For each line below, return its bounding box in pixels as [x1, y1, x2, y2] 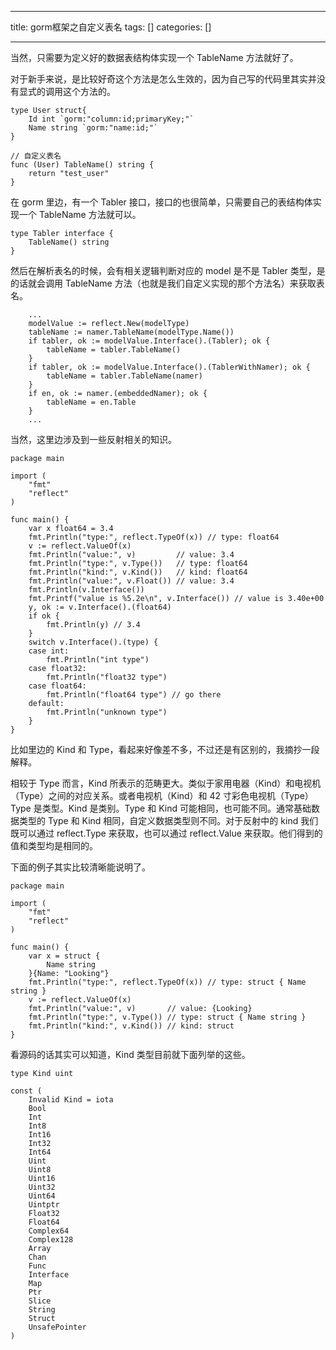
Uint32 [28, 1182, 56, 1192]
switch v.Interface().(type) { [28, 637, 159, 647]
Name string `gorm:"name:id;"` [28, 123, 159, 133]
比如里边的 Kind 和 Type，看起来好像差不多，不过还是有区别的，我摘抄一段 [10, 744, 320, 755]
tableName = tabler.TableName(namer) [46, 371, 203, 381]
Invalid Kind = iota [28, 1095, 114, 1105]
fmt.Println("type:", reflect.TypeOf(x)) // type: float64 [28, 532, 280, 542]
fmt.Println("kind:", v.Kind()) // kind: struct [28, 1021, 235, 1031]
